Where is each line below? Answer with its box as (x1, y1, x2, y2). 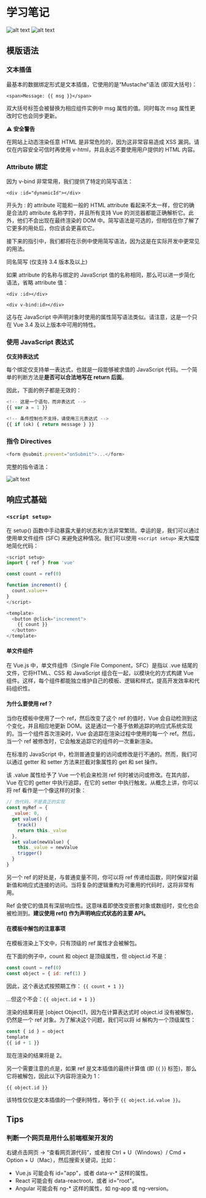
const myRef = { (6, 804, 48, 811)
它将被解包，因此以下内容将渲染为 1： (6, 1072, 102, 1080)
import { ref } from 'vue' (6, 560, 75, 566)
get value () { (12, 816, 48, 822)
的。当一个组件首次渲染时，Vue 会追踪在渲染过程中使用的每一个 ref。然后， (6, 730, 199, 738)
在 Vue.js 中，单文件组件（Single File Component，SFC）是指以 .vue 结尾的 (6, 662, 198, 669)
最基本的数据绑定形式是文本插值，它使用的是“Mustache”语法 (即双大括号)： (6, 80, 197, 88)
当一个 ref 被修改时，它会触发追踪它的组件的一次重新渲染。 (6, 738, 156, 745)
